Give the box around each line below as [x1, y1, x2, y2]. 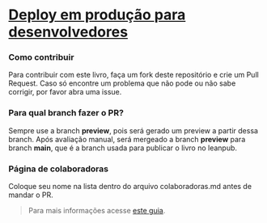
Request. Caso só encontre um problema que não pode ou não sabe [8, 78, 236, 88]
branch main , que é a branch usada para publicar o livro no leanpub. [8, 143, 237, 153]
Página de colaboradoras [8, 163, 109, 175]
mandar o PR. [8, 190, 54, 200]
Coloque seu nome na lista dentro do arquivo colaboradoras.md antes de [8, 182, 252, 191]
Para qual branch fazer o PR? [8, 107, 124, 119]
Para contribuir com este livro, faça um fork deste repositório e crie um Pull [8, 70, 259, 80]
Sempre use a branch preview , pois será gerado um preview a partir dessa [8, 125, 259, 135]
